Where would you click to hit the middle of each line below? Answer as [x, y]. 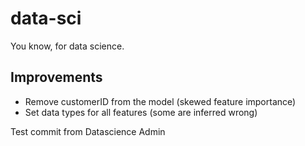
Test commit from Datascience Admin [88, 131]
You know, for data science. [67, 46]
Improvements [56, 77]
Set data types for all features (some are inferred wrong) [141, 112]
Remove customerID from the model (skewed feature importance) [160, 101]
